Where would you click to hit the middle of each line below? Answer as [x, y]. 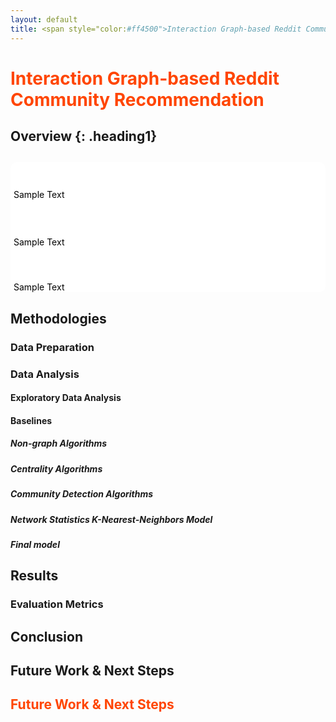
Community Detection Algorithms [82, 494]
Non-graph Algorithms [59, 443]
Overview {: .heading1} [84, 136]
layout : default [44, 19]
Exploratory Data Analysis [66, 398]
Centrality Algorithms [56, 468]
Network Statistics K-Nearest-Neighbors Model [111, 519]
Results [34, 576]
